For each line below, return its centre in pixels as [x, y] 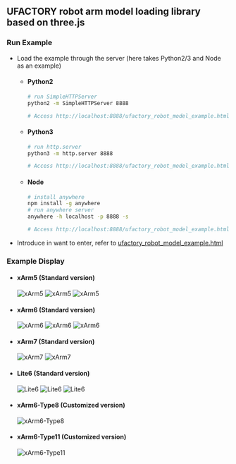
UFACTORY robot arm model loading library [104, 12]
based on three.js [46, 23]
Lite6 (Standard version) [53, 374]
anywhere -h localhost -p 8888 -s [78, 217]
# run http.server [54, 147]
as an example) [39, 66]
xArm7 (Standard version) [56, 341]
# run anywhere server [61, 210]
